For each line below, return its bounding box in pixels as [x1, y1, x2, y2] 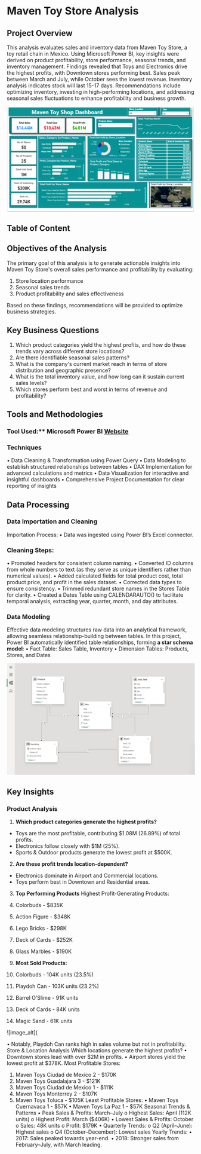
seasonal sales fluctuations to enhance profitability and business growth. [7, 94, 187, 102]
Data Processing [7, 499, 70, 509]
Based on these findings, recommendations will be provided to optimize [7, 301, 183, 309]
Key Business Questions [7, 325, 100, 335]
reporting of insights [7, 483, 57, 490]
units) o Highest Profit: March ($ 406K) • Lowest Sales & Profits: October [15, 1115, 194, 1122]
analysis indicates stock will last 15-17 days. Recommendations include [7, 82, 181, 89]
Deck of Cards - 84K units [15, 1006, 80, 1013]
